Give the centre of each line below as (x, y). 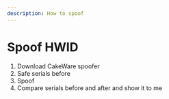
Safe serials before (43, 73)
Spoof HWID (43, 47)
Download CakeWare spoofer (58, 66)
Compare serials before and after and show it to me (90, 88)
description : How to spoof (45, 13)
